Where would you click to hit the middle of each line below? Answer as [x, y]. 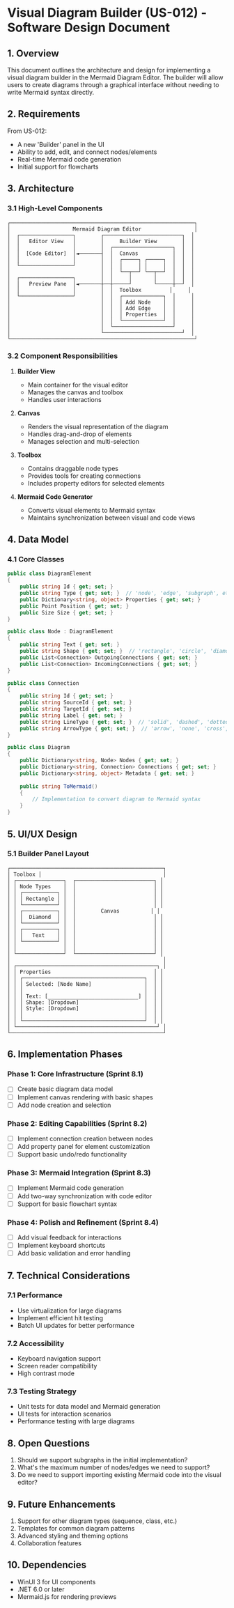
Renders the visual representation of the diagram [98, 426]
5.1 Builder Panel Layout [48, 853]
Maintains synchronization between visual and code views [111, 518]
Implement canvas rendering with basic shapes [85, 1097]
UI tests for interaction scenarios [64, 1414]
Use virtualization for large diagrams [69, 1311]
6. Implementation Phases [65, 1054]
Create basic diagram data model [65, 1089]
